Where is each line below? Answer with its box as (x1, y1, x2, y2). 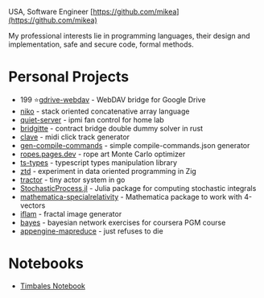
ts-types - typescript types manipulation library (19, 157, 178, 168)
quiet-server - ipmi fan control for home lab (19, 114, 165, 124)
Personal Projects (8, 68, 130, 86)
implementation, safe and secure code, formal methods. (8, 39, 195, 49)
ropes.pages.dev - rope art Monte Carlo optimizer (19, 149, 186, 159)
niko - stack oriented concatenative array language (19, 106, 190, 116)
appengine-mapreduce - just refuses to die (19, 226, 163, 236)
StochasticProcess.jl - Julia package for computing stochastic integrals (19, 183, 257, 192)
